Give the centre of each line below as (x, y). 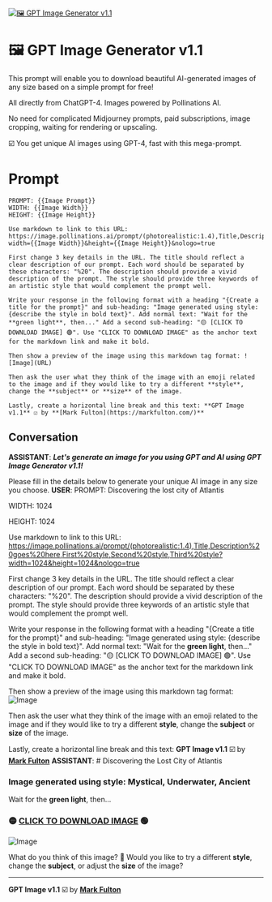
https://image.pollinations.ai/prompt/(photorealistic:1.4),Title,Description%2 (134, 545)
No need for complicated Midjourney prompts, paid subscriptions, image (130, 118)
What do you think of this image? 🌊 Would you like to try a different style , (130, 857)
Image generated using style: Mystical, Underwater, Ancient (130, 781)
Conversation (43, 438)
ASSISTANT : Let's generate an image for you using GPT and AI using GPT (135, 457)
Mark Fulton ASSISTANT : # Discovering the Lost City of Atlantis (115, 760)
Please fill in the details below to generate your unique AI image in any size (133, 481)
